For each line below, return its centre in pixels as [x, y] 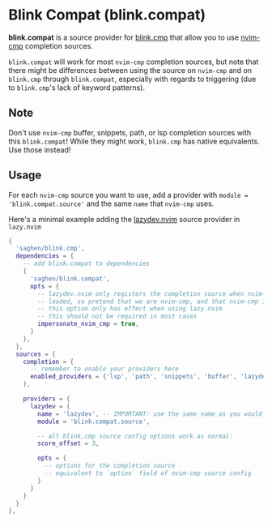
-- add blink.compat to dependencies [87, 264]
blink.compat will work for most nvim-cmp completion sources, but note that [134, 62]
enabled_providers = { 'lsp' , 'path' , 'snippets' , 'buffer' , [133, 377]
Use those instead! [40, 150]
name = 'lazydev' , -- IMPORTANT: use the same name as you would [150, 414]
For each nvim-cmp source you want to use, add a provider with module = [128, 195]
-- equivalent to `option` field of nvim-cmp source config [148, 473]
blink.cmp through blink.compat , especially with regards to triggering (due [132, 79]
